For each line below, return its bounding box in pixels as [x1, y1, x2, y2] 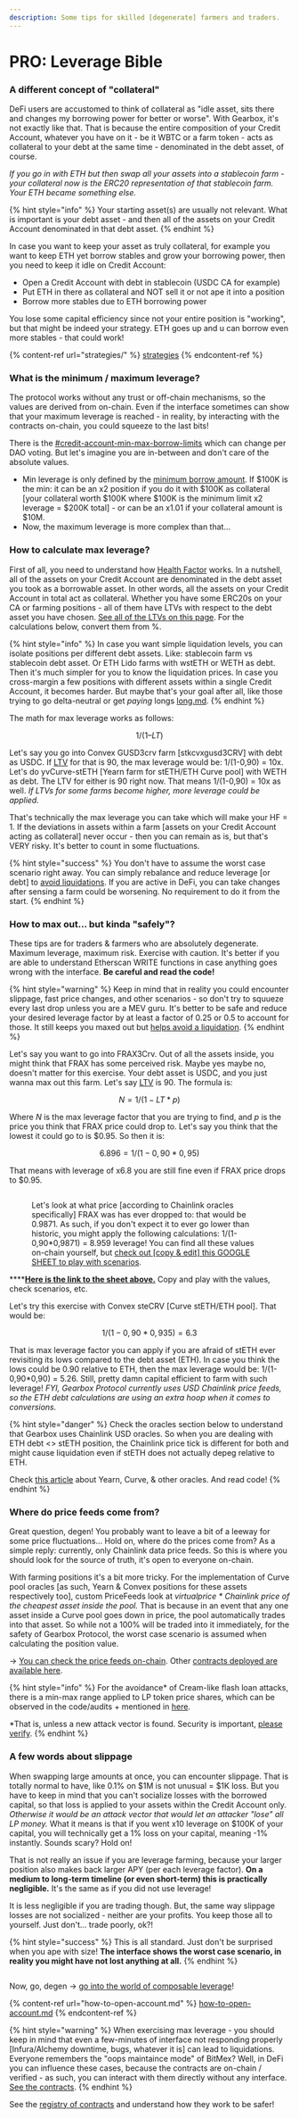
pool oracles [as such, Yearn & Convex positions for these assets [9, 1582, 247, 1592]
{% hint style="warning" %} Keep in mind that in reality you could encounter [9, 984, 289, 994]
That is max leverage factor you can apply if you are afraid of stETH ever [9, 1345, 276, 1355]
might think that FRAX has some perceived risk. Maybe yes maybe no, [9, 1059, 267, 1068]
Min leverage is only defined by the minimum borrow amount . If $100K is [21, 474, 288, 485]
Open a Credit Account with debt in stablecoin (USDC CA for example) [21, 278, 280, 288]
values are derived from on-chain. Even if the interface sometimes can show [9, 402, 290, 412]
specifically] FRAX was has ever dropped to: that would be [31, 1209, 246, 1219]
